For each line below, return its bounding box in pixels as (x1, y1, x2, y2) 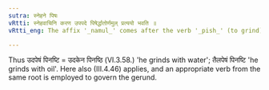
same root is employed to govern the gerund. (8, 72, 158, 82)
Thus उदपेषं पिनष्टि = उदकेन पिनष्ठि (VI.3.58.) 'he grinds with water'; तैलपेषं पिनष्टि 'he (8, 55, 259, 65)
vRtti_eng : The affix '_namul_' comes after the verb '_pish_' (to (8, 26, 239, 34)
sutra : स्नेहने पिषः (8, 11, 58, 20)
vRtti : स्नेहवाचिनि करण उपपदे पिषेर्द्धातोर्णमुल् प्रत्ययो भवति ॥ (8, 19, 157, 27)
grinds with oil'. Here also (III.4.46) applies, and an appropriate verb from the (8, 65, 261, 74)
